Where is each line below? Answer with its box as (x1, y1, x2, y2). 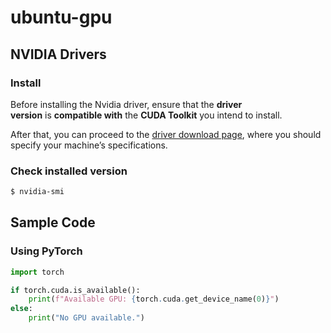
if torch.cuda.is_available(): (10, 285, 141, 295)
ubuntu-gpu (10, 6, 113, 29)
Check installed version (10, 164, 128, 178)
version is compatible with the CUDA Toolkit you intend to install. (10, 109, 283, 121)
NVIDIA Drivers (10, 46, 107, 63)
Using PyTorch (10, 244, 83, 258)
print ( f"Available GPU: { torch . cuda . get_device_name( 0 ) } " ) (28, 294, 280, 305)
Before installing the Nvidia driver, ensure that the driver (10, 98, 243, 110)
